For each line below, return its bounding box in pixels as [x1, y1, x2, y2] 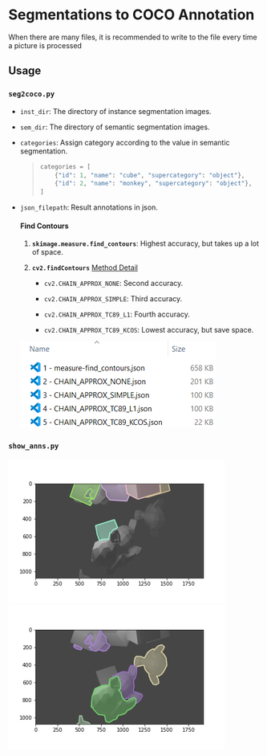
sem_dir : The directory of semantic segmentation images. [19, 122, 210, 132]
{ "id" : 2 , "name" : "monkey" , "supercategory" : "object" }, [55, 179, 253, 188]
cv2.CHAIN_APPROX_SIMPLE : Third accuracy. [43, 294, 183, 304]
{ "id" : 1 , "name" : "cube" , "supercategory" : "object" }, [55, 171, 245, 179]
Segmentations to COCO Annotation [8, 6, 255, 24]
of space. [31, 247, 64, 257]
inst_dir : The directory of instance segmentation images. [19, 106, 212, 116]
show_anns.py [8, 442, 59, 451]
